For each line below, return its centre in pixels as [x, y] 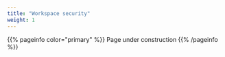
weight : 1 [21, 20]
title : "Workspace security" [49, 13]
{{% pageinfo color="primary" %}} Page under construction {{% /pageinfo [113, 39]
